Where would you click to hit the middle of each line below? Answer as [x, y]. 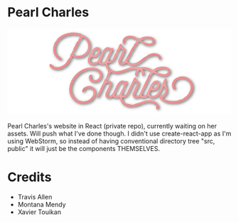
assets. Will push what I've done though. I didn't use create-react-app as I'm [119, 134]
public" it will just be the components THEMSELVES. [84, 149]
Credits [29, 177]
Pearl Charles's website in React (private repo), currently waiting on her [112, 126]
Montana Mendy [42, 205]
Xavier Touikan [39, 212]
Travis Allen [35, 197]
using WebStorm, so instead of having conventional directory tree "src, [111, 141]
